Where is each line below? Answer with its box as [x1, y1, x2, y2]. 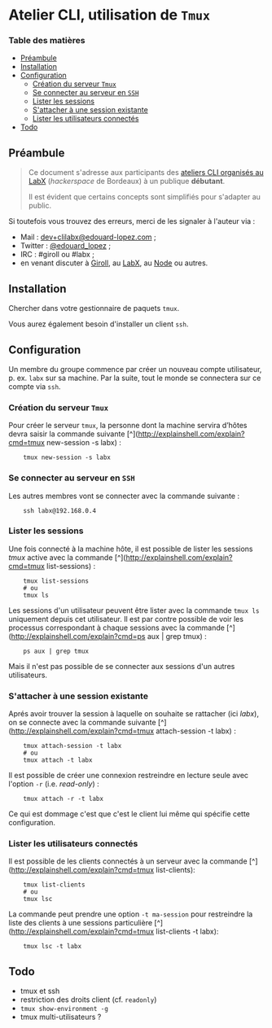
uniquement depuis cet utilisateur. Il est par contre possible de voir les [8, 614, 244, 623]
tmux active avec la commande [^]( [8, 552, 126, 562]
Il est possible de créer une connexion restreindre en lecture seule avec [8, 771, 249, 781]
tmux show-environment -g [20, 1005, 108, 1013]
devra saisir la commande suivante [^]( [8, 429, 138, 439]
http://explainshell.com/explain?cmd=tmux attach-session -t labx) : [11, 726, 236, 736]
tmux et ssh [20, 986, 60, 996]
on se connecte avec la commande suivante [8, 718, 156, 728]
